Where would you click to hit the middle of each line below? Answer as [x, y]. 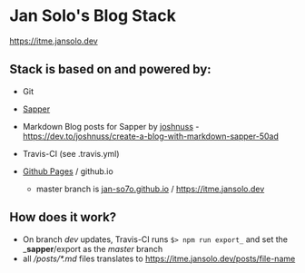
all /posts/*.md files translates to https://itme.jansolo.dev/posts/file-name [159, 258]
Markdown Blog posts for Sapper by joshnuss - [111, 126]
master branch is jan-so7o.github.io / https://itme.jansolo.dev [150, 189]
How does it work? [63, 217]
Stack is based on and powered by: [110, 69]
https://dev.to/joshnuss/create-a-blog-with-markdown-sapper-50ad [150, 136]
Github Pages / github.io [68, 171]
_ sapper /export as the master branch [93, 249]
